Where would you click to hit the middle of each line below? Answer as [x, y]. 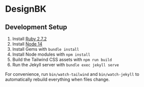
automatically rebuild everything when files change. [58, 79]
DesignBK [26, 9]
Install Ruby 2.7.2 [29, 39]
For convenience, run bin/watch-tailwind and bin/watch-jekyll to [72, 74]
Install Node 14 [27, 44]
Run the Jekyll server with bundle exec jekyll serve [66, 65]
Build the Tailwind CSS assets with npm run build [62, 59]
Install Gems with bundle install [46, 49]
